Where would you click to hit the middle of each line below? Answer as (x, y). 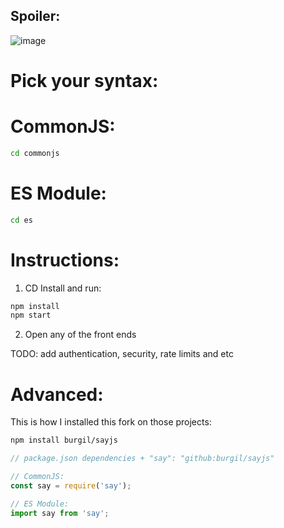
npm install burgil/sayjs (64, 440)
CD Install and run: (63, 288)
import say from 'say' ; (60, 513)
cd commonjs (35, 153)
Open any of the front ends (80, 335)
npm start (31, 315)
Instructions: (65, 260)
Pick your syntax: (84, 81)
